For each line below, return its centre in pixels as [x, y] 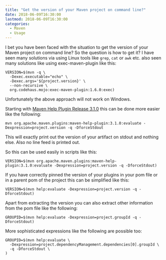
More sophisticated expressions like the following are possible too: [74, 231]
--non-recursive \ [29, 85]
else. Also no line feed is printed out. [43, 142]
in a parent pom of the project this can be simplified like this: [67, 180]
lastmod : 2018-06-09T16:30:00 [37, 19]
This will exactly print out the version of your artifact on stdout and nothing [82, 137]
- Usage [18, 33]
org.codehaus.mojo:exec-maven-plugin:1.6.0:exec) [62, 90]
